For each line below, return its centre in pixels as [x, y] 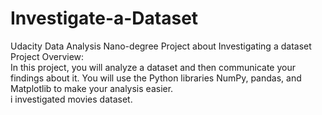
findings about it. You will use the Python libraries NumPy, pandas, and [156, 78]
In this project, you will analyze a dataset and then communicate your [153, 67]
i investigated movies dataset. [71, 99]
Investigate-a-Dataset [104, 18]
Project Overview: [47, 56]
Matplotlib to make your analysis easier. [92, 88]
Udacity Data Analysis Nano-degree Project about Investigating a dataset [161, 46]
